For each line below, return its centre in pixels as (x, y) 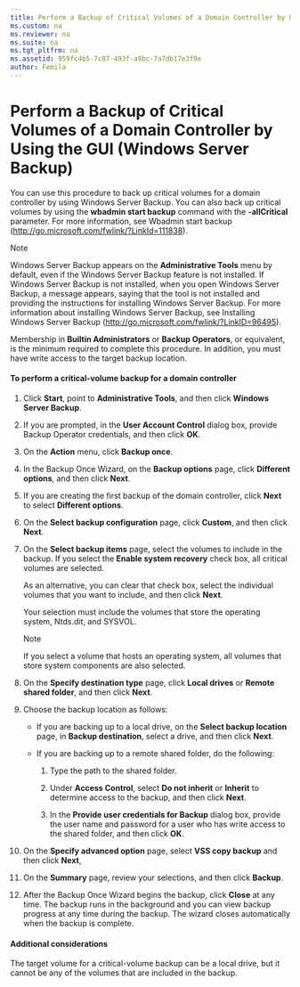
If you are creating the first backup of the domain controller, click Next (152, 496)
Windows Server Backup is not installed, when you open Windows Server (145, 284)
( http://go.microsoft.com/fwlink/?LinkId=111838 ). (99, 230)
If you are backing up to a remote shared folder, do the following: (155, 754)
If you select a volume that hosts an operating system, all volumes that (152, 657)
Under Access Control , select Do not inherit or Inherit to (154, 788)
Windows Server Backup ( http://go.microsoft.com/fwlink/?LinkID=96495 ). (146, 322)
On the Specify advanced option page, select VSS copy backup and (150, 851)
